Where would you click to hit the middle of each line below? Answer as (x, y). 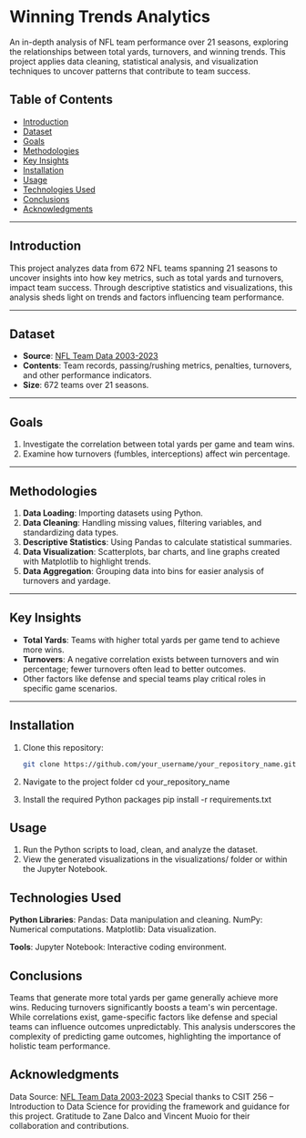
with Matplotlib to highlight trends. (87, 561)
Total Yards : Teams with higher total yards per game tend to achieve (151, 640)
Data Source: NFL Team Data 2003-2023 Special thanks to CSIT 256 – (142, 1096)
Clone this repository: (63, 747)
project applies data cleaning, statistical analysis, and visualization (134, 61)
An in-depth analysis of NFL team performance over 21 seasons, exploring (149, 42)
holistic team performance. (60, 1046)
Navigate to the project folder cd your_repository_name (126, 782)
